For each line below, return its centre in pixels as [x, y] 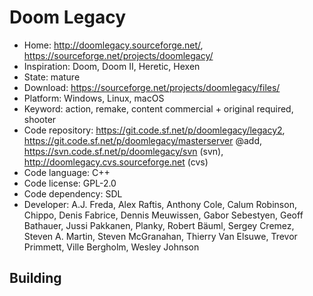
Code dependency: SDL [73, 193]
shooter [40, 119]
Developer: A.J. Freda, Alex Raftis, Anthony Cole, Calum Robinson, [160, 204]
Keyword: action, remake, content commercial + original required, [158, 108]
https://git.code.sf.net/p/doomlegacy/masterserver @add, [142, 140]
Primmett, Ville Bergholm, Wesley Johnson [111, 247]
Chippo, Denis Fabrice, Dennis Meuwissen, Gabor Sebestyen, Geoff [163, 215]
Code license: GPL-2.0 [70, 183]
